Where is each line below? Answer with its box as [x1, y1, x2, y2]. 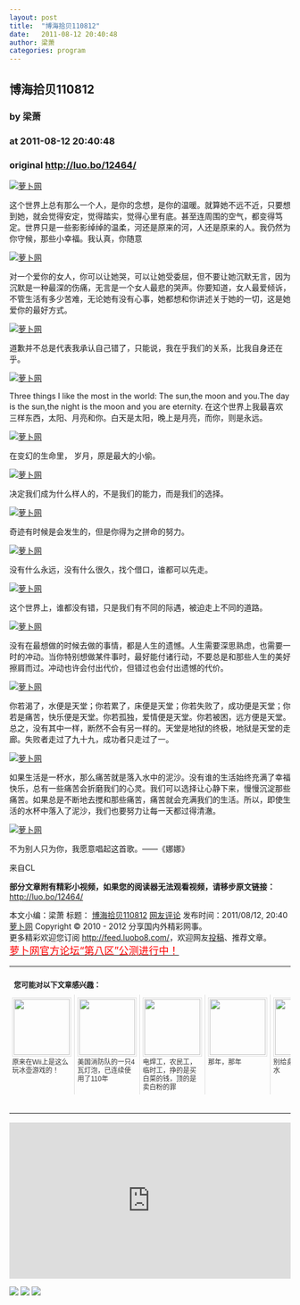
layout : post [9, 13, 58, 22]
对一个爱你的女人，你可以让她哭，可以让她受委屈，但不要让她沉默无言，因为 [9, 271, 291, 281]
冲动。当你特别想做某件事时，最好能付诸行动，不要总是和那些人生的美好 [24, 651, 291, 662]
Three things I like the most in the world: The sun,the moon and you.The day [9, 390, 290, 401]
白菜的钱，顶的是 [142, 1074, 197, 1083]
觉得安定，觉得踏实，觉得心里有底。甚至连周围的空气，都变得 [47, 211, 275, 222]
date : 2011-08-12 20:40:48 [9, 29, 118, 38]
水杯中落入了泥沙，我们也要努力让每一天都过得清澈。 [24, 805, 221, 816]
